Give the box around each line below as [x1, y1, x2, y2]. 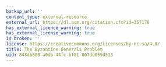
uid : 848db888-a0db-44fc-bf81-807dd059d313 [6, 52, 114, 58]
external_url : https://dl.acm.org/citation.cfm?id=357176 [6, 19, 150, 25]
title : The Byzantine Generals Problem [6, 47, 103, 52]
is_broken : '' [6, 36, 41, 41]
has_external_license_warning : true [6, 30, 95, 36]
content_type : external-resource [6, 14, 87, 20]
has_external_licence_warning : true [6, 24, 95, 31]
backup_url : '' [6, 8, 43, 15]
